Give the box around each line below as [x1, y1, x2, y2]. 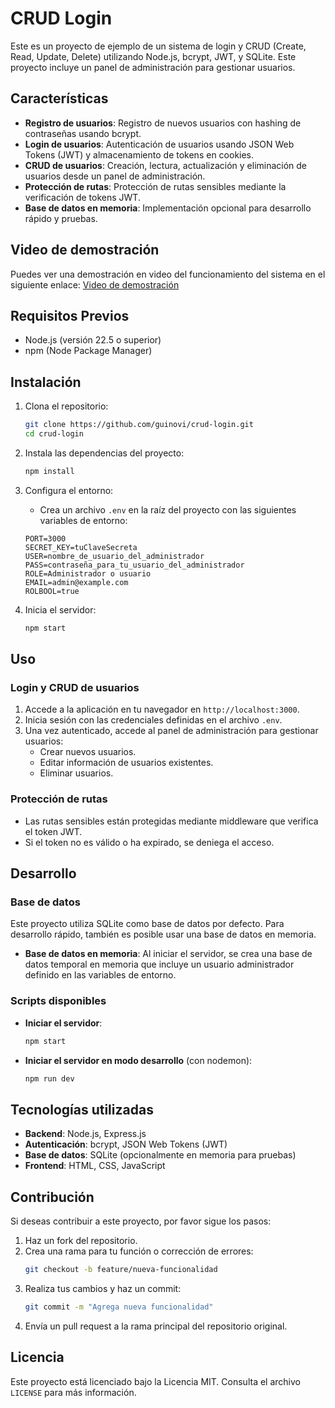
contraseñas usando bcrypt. [24, 127, 142, 139]
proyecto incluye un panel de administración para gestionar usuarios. [10, 61, 296, 73]
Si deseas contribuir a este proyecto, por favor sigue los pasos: [10, 1215, 272, 1227]
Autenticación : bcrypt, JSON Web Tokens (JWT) [24, 1138, 228, 1151]
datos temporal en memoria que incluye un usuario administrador [24, 958, 295, 971]
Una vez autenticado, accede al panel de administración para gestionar [24, 725, 319, 737]
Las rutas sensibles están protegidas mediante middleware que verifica [24, 815, 319, 827]
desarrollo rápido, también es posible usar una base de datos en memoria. [10, 928, 317, 941]
